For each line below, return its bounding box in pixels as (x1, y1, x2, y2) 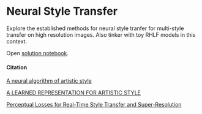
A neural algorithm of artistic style (6, 77, 92, 85)
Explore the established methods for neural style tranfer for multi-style (6, 25, 184, 32)
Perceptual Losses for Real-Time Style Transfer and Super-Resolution (6, 101, 182, 108)
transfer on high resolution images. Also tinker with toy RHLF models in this (6, 31, 196, 38)
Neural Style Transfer (6, 4, 118, 18)
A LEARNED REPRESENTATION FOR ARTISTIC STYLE (6, 89, 141, 96)
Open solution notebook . (6, 49, 69, 56)
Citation (6, 63, 28, 71)
